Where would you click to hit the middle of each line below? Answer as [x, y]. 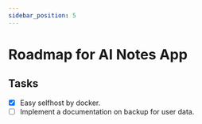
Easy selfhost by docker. [60, 103]
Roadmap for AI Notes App [98, 54]
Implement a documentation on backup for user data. [107, 111]
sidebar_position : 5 [43, 15]
